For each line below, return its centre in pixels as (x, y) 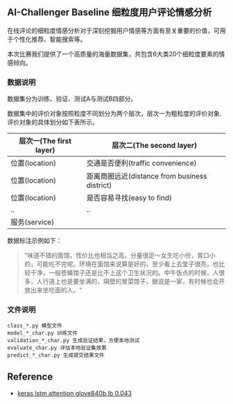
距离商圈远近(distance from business (147, 176)
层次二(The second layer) (155, 146)
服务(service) (32, 222)
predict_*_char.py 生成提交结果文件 (56, 355)
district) (99, 185)
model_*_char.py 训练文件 (43, 333)
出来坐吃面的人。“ (56, 290)
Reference (30, 377)
